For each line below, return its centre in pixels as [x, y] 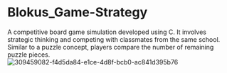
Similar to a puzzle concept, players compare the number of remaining [111, 47]
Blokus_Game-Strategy [78, 12]
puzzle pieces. [29, 55]
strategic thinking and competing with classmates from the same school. [114, 39]
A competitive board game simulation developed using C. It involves [107, 32]
